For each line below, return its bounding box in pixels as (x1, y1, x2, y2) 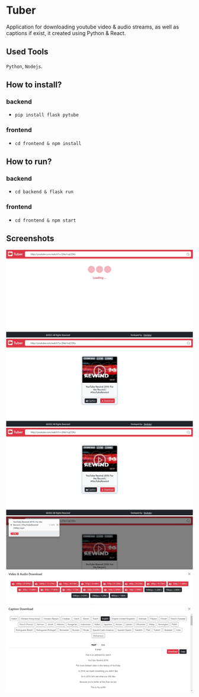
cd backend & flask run (14, 189, 74, 195)
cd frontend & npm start (14, 217, 76, 223)
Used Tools (6, 47, 49, 57)
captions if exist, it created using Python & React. (6, 29, 126, 36)
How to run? (6, 157, 52, 167)
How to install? (6, 80, 62, 90)
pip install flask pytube (14, 112, 79, 118)
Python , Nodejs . (6, 62, 43, 70)
